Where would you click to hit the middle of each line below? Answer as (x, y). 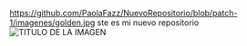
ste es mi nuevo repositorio (148, 23)
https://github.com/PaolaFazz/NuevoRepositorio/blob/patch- (123, 13)
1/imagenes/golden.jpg (52, 23)
